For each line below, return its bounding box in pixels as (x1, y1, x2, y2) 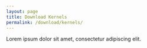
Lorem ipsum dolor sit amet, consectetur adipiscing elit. (6, 36, 142, 43)
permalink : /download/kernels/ (6, 19, 83, 25)
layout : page (6, 8, 38, 15)
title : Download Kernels (6, 14, 67, 20)
